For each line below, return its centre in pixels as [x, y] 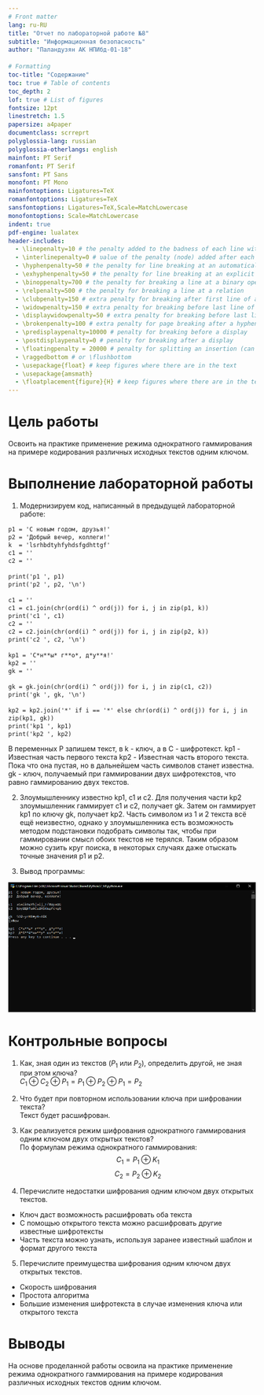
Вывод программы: [52, 871]
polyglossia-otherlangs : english [63, 150]
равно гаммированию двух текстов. [69, 782]
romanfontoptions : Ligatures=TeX [63, 200]
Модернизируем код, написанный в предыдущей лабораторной [127, 505]
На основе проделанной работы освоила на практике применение [121, 1365]
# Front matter [33, 17]
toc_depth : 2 [29, 91]
